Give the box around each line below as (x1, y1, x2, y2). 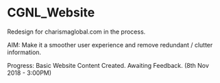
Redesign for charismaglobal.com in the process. (7, 27, 146, 36)
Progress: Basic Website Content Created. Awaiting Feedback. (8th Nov (7, 61, 209, 69)
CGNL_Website (7, 5, 95, 21)
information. (7, 48, 42, 56)
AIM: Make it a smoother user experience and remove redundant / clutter (7, 40, 213, 49)
